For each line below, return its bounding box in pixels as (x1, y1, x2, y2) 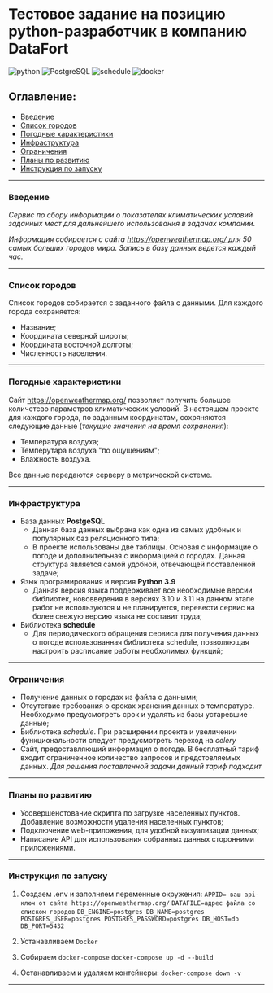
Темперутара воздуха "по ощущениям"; (19, 445, 160, 455)
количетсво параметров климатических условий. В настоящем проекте (8, 404, 260, 413)
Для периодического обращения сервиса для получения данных (32, 628, 260, 638)
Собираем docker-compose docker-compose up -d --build (19, 951, 214, 961)
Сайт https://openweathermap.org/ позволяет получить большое (8, 395, 232, 405)
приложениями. (19, 842, 76, 852)
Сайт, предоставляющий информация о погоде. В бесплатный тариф (19, 744, 260, 754)
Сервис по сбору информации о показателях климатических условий (8, 210, 253, 220)
